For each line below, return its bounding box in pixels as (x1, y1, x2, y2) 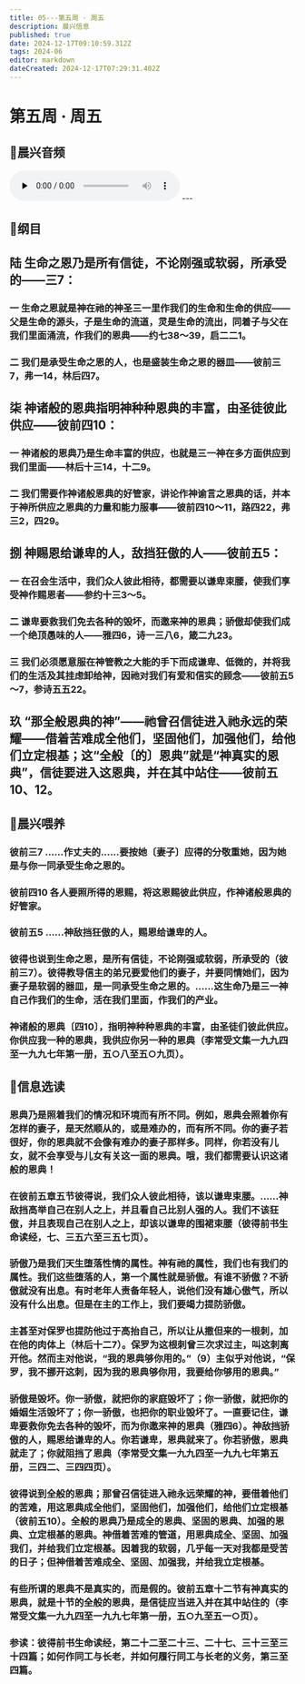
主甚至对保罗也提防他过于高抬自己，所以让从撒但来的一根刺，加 (9, 1325, 289, 1338)
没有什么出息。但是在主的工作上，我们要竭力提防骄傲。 (9, 1298, 251, 1311)
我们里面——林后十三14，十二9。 (9, 461, 156, 473)
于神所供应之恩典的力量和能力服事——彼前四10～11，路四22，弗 (9, 501, 290, 513)
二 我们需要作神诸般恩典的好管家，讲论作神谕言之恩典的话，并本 (9, 487, 290, 500)
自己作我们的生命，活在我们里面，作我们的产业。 (9, 994, 224, 1007)
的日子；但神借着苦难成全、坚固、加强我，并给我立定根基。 (9, 1556, 271, 1568)
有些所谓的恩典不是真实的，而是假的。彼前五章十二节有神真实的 (9, 1583, 289, 1596)
